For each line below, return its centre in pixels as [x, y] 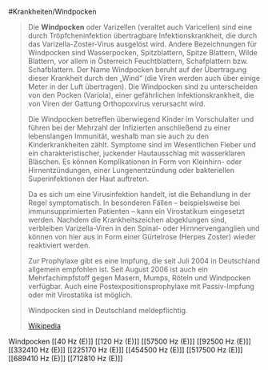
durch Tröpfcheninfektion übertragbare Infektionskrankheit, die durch [142, 36]
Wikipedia [44, 326]
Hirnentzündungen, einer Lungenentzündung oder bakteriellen [131, 170]
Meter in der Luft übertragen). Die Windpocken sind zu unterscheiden [143, 86]
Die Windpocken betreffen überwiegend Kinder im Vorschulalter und [141, 119]
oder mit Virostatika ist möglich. [80, 295]
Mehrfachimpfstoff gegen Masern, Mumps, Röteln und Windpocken [139, 278]
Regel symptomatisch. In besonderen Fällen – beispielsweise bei [134, 203]
